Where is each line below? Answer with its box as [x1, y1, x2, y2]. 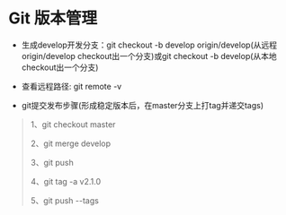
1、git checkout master [30, 118, 116, 130]
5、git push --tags [30, 194, 100, 206]
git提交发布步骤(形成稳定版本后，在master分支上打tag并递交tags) [21, 99, 264, 110]
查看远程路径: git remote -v [21, 81, 122, 91]
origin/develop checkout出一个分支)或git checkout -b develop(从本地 [21, 50, 278, 61]
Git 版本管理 [8, 8, 98, 29]
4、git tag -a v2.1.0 [30, 176, 102, 186]
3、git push [30, 157, 74, 168]
